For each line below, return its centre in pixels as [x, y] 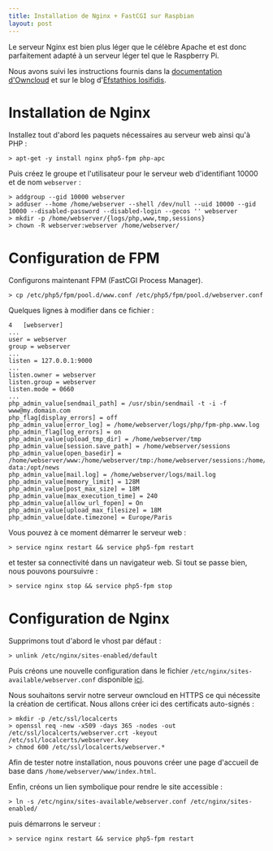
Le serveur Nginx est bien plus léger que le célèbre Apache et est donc [128, 46]
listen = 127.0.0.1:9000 [50, 361]
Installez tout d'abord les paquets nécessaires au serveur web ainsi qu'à [129, 135]
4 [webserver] [36, 325]
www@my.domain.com [39, 411]
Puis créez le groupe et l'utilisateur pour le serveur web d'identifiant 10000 [133, 174]
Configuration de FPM [84, 258]
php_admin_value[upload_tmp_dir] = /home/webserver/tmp [105, 439]
